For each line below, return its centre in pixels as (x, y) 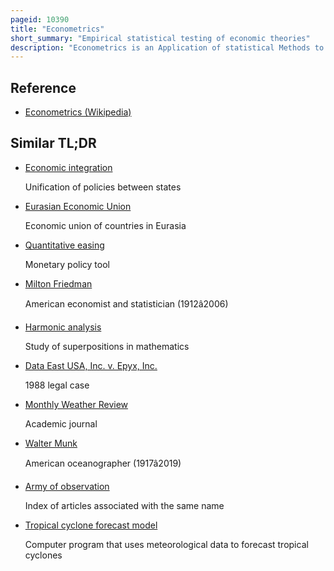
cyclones (43, 555)
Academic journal (61, 423)
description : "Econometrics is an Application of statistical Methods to (167, 47)
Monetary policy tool (67, 264)
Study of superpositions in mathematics (107, 346)
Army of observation (67, 486)
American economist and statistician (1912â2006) (126, 303)
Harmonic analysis (63, 327)
